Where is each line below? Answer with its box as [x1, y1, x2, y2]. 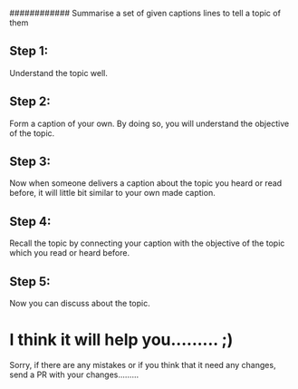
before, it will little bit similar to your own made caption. [9, 188, 216, 199]
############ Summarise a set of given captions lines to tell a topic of [9, 8, 281, 18]
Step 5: [9, 274, 52, 289]
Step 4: [9, 213, 52, 229]
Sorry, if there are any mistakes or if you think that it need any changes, [9, 360, 276, 370]
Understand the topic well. [9, 67, 109, 78]
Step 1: [9, 44, 49, 59]
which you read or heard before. [9, 248, 130, 258]
